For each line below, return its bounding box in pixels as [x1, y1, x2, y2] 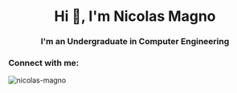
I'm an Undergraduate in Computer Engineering [40, 36, 230, 47]
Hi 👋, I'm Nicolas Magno [54, 7, 216, 26]
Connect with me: [8, 58, 80, 69]
